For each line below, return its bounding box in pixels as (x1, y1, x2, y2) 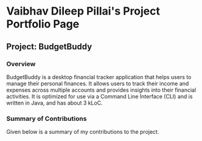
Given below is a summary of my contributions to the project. (6, 128, 159, 136)
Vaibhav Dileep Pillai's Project (6, 4, 160, 18)
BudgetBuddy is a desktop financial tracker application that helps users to (6, 73, 192, 80)
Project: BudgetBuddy (6, 41, 92, 52)
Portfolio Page (6, 17, 80, 31)
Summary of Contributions (6, 114, 87, 123)
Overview (6, 60, 36, 68)
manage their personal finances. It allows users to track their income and (6, 80, 189, 87)
